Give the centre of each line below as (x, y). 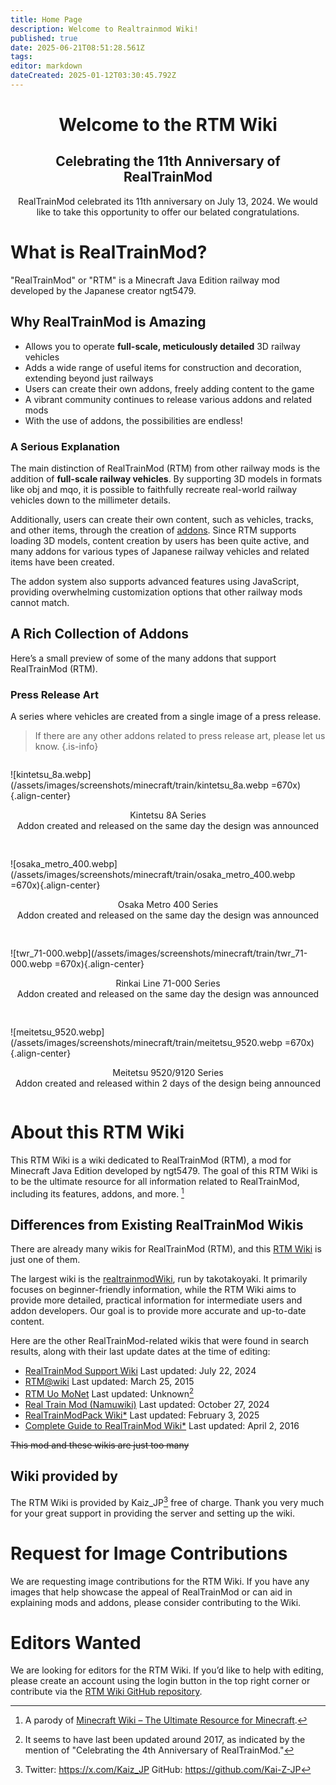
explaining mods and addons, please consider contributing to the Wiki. (156, 1602)
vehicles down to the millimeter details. (90, 500)
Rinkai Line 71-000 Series (168, 983)
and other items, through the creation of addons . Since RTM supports (153, 530)
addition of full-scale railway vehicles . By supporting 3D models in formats (166, 478)
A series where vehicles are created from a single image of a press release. (166, 717)
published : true (44, 38)
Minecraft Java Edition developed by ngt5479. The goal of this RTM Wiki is (164, 1170)
